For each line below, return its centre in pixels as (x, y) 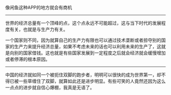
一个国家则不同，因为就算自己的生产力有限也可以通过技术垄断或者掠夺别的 (83, 40)
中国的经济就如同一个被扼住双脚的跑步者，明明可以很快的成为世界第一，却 (83, 75)
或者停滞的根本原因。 (27, 59)
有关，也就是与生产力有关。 (38, 29)
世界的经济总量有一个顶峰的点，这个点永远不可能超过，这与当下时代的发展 (83, 23)
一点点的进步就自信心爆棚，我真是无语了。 (50, 87)
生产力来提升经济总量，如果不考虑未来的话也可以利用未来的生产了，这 (88, 46)
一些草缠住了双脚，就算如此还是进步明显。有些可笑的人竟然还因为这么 (92, 81)
